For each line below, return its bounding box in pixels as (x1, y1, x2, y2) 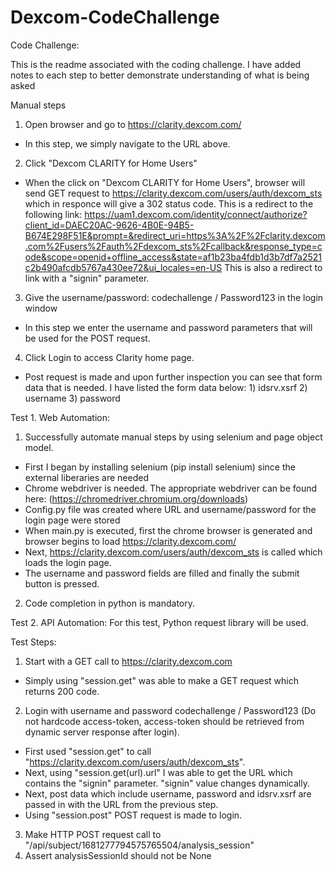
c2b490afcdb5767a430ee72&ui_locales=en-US (24, 261, 223, 273)
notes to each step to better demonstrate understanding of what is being (10, 69, 310, 81)
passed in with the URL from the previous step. (24, 798, 219, 810)
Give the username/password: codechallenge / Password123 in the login (24, 291, 324, 303)
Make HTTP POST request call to (24, 828, 162, 840)
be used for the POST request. (24, 332, 151, 344)
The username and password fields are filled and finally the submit (24, 567, 300, 579)
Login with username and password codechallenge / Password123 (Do (24, 704, 317, 716)
